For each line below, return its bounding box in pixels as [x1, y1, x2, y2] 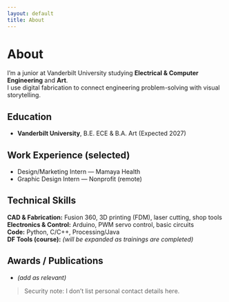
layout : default [7, 10, 54, 17]
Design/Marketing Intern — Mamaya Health [17, 168, 141, 176]
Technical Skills [7, 194, 77, 207]
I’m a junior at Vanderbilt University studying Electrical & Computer [7, 69, 199, 77]
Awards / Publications [7, 255, 103, 267]
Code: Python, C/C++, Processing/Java [7, 228, 120, 236]
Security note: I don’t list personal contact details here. [23, 287, 180, 295]
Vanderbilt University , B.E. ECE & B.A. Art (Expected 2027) [17, 129, 186, 138]
